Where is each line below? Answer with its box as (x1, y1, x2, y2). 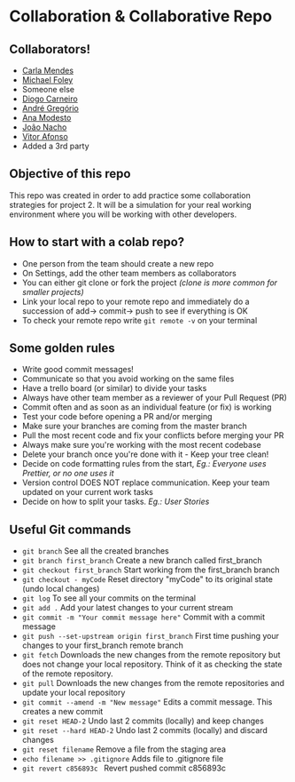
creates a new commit (21, 706, 104, 717)
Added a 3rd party (21, 140, 90, 151)
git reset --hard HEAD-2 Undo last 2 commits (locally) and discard (21, 725, 268, 736)
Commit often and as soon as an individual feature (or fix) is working (21, 402, 272, 412)
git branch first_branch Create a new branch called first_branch (21, 555, 263, 566)
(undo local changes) (21, 584, 100, 594)
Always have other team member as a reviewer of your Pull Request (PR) (21, 393, 288, 403)
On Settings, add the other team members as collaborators (21, 267, 237, 278)
